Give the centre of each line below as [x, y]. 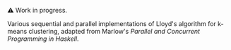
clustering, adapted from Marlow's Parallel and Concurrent [114, 31]
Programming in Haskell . [43, 39]
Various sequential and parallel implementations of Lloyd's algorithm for [112, 24]
